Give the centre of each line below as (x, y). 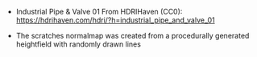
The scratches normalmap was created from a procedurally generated (133, 36)
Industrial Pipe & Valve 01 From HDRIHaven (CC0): (99, 12)
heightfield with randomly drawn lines (78, 44)
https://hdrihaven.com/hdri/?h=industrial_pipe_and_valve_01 (115, 20)
